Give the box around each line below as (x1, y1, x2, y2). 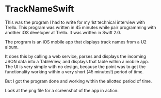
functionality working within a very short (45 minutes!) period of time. (5, 69, 144, 74)
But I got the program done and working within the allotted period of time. (5, 78, 152, 84)
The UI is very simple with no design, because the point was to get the (5, 64, 146, 70)
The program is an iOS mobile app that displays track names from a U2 (5, 39, 147, 44)
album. (5, 44, 19, 50)
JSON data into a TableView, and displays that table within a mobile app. (5, 58, 149, 64)
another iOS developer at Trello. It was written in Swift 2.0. (5, 29, 121, 35)
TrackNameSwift (5, 3, 74, 14)
